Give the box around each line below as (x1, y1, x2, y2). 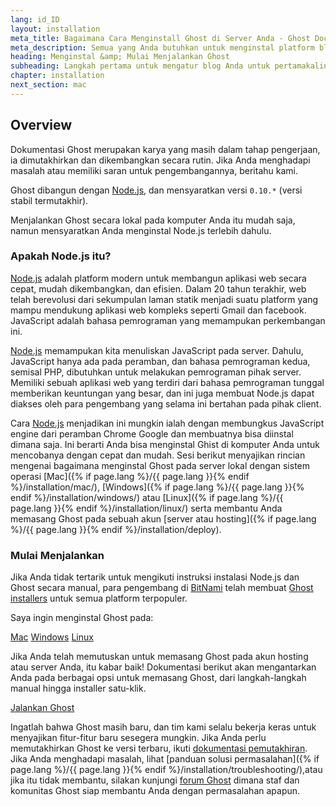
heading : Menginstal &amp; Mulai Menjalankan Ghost (10, 52, 230, 62)
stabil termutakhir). (10, 194, 89, 206)
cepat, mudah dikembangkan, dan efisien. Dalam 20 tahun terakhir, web (10, 282, 307, 295)
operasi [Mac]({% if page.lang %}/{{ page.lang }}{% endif (10, 470, 250, 482)
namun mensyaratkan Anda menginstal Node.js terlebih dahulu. (10, 224, 272, 236)
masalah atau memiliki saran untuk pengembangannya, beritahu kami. (10, 164, 298, 176)
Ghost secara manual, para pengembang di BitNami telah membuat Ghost (10, 582, 314, 594)
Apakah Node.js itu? (10, 249, 112, 263)
